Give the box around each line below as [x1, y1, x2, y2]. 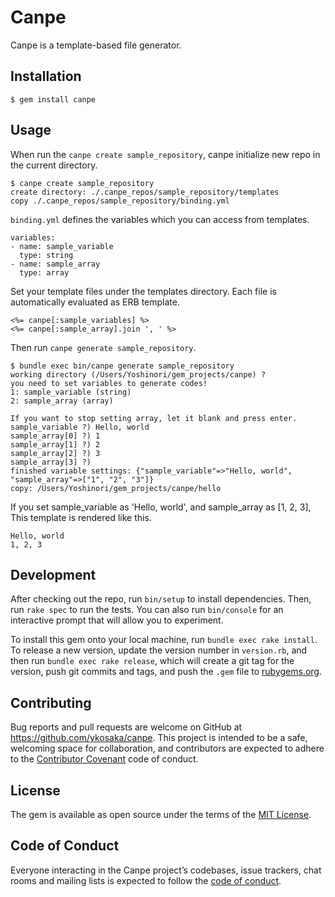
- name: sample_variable [10, 241, 114, 251]
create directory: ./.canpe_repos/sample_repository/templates [10, 187, 280, 197]
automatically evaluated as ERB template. [10, 296, 180, 308]
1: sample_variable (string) [10, 387, 132, 397]
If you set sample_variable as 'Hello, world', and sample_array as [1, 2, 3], [10, 501, 312, 513]
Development [10, 566, 97, 583]
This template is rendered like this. [10, 511, 152, 523]
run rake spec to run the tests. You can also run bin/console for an [10, 604, 284, 616]
